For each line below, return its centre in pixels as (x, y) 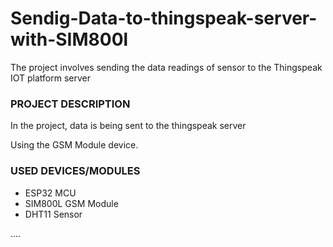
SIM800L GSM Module (71, 203)
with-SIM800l (69, 39)
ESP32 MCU (50, 193)
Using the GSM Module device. (74, 145)
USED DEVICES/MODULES (75, 171)
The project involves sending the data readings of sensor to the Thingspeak (166, 67)
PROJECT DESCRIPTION (70, 104)
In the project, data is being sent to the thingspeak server (128, 126)
